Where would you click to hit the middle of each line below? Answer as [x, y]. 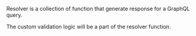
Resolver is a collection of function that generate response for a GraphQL [98, 9]
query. [14, 15]
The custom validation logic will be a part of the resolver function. [89, 27]
